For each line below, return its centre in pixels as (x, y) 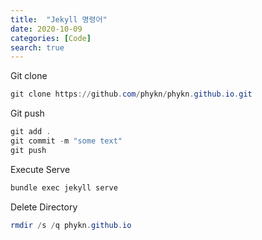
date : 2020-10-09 (46, 29)
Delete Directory (44, 207)
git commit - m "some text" (66, 141)
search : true (37, 47)
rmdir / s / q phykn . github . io (71, 225)
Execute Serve (40, 169)
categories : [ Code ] (51, 38)
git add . (31, 132)
